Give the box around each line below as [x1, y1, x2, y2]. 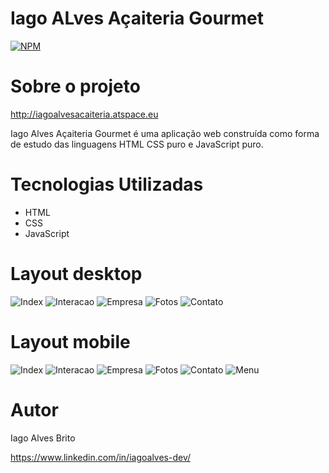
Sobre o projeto [10, 75, 141, 98]
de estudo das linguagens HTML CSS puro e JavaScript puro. [10, 138, 264, 150]
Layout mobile [10, 330, 131, 353]
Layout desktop [10, 263, 143, 285]
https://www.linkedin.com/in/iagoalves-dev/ [10, 451, 192, 463]
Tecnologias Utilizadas [10, 173, 204, 196]
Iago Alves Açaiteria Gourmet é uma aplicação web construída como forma [10, 127, 320, 139]
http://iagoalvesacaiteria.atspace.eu [10, 108, 159, 120]
